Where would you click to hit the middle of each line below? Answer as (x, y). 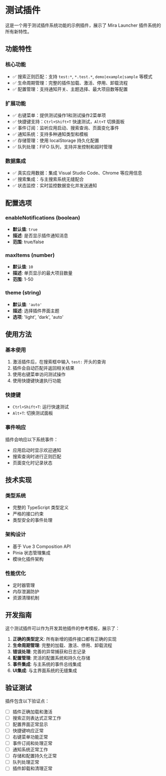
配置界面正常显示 (30, 724)
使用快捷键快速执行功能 (37, 381)
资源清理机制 (26, 598)
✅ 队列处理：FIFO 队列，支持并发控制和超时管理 (62, 147)
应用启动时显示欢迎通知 (37, 450)
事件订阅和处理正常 (32, 743)
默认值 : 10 (23, 267)
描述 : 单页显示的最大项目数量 (43, 273)
